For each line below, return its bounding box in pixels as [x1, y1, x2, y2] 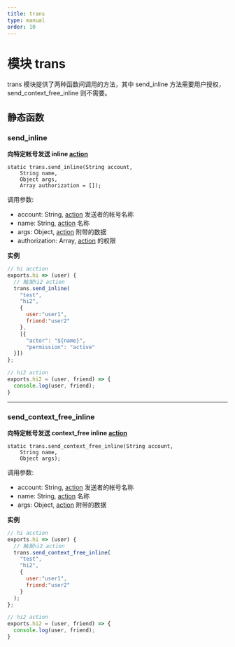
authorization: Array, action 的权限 [17, 236, 116, 245]
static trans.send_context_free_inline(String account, [7, 442, 173, 449]
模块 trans [7, 55, 66, 71]
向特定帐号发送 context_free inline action [7, 428, 128, 437]
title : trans [7, 10, 45, 18]
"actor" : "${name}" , [25, 337, 86, 344]
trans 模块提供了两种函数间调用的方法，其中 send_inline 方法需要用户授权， [7, 80, 225, 88]
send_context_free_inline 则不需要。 [7, 89, 111, 97]
